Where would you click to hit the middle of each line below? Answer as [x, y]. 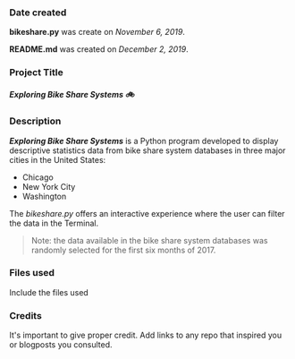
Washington [44, 196]
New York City [49, 186]
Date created [38, 13]
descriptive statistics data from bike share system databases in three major [147, 150]
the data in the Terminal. [54, 223]
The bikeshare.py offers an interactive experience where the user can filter [147, 213]
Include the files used [49, 292]
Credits [25, 315]
